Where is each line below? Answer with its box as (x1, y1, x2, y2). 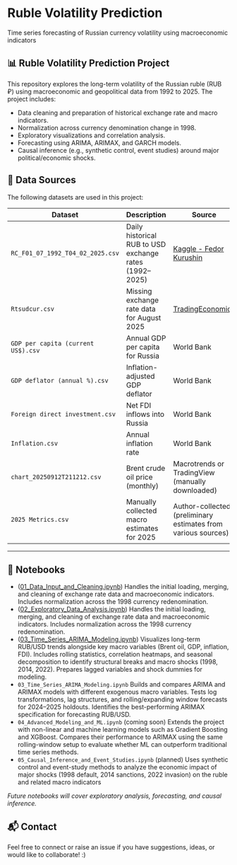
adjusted (126, 371, 155, 381)
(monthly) (126, 481, 159, 491)
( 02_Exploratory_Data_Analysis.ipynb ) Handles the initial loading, (17, 605, 206, 614)
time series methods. (17, 748, 79, 757)
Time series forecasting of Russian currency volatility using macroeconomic (7, 28, 228, 37)
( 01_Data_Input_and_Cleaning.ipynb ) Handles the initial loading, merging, (17, 583, 229, 591)
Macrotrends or (172, 459, 224, 469)
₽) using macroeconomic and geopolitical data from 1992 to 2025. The (7, 87, 213, 96)
